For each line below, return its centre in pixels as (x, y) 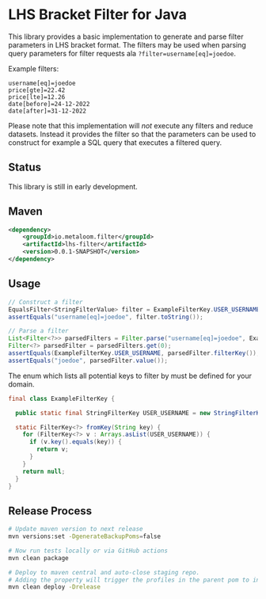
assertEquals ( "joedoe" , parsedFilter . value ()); (88, 361)
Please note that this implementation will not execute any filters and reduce (131, 125)
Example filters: (34, 68)
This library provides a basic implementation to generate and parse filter (126, 36)
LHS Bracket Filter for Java (98, 15)
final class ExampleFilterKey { (61, 399)
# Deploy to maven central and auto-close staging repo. (104, 572)
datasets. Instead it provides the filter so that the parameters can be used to (132, 134)
